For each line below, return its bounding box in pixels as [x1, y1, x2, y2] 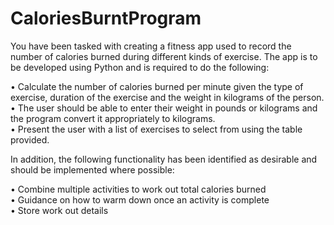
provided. [10, 133, 50, 146]
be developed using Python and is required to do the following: [10, 61, 270, 73]
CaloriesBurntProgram [10, 7, 202, 30]
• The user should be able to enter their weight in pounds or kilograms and [10, 102, 318, 114]
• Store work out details [10, 204, 109, 216]
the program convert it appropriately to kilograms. [10, 112, 216, 124]
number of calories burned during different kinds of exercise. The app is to [10, 50, 318, 62]
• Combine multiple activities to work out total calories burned [10, 183, 267, 195]
